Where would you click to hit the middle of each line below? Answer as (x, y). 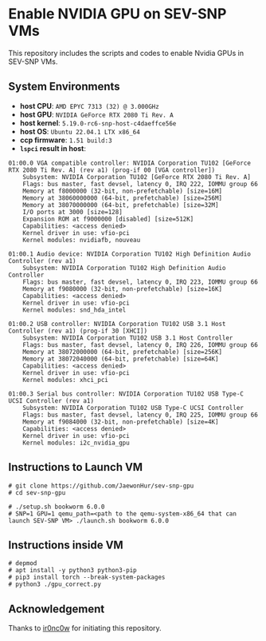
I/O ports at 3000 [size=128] (73, 212)
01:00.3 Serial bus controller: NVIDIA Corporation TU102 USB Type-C (126, 394)
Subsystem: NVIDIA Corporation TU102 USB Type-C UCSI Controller (133, 408)
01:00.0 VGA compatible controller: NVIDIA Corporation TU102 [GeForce (129, 163)
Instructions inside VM (66, 545)
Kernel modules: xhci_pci (66, 380)
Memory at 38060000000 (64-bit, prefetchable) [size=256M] (123, 198)
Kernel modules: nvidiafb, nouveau (82, 240)
